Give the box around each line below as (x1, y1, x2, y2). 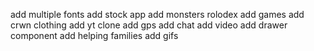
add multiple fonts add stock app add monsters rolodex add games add (10, 9, 305, 20)
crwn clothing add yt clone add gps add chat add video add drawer (10, 19, 288, 31)
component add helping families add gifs (10, 30, 179, 41)
